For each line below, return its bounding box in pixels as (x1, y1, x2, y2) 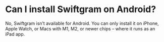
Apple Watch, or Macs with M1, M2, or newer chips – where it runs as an (5, 25, 155, 31)
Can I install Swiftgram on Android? (5, 4, 156, 15)
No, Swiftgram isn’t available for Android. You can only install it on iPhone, (5, 20, 159, 26)
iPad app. (5, 31, 25, 37)
